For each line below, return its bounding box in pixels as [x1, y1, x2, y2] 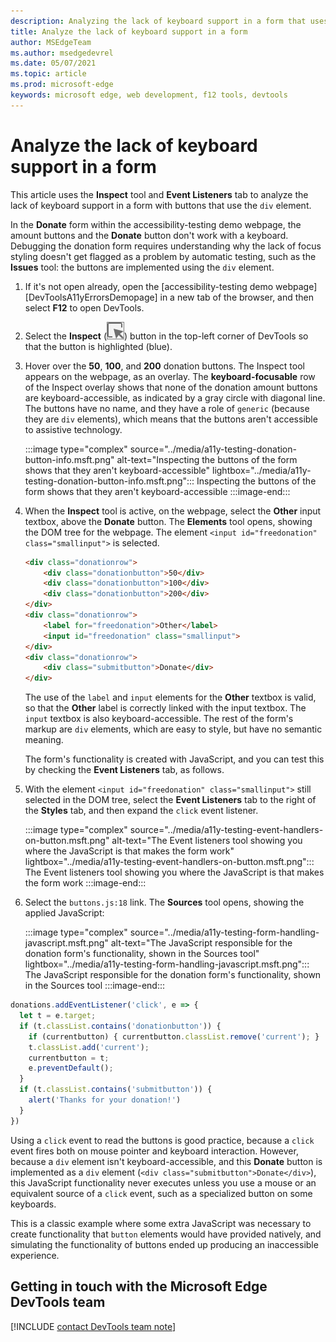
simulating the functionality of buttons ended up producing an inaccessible [10, 1238, 319, 1250]
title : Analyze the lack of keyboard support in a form [10, 26, 248, 37]
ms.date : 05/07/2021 [10, 58, 97, 69]
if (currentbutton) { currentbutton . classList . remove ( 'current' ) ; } [28, 1031, 320, 1042]
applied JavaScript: [24, 907, 105, 919]
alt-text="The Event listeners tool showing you [111, 835, 303, 847]
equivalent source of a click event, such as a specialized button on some [10, 1187, 313, 1199]
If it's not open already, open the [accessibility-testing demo [24, 280, 274, 292]
